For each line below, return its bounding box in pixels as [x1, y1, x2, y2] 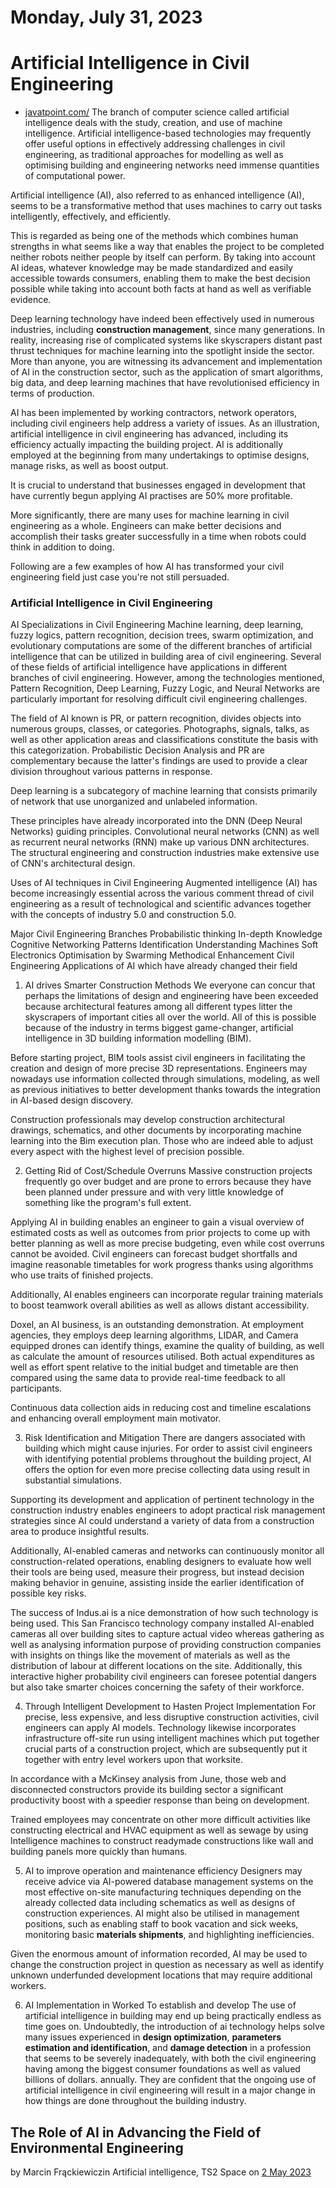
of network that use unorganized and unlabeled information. [10, 796, 258, 808]
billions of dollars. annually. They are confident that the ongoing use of [24, 2074, 317, 2086]
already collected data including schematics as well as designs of [24, 1897, 296, 1909]
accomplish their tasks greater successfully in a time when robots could [10, 531, 307, 543]
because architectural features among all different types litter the [24, 1001, 293, 1013]
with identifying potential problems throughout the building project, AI [24, 1453, 312, 1465]
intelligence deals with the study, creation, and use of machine [24, 117, 283, 129]
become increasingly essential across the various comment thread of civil [10, 887, 315, 900]
